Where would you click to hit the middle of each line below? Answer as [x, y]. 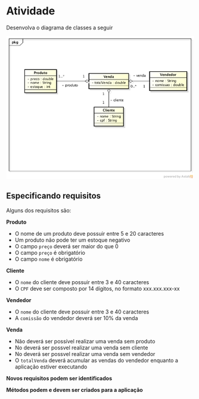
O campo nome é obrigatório [49, 259]
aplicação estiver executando [51, 367]
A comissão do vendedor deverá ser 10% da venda [76, 318]
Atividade [31, 11]
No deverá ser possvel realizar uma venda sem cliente [81, 348]
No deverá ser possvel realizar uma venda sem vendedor [85, 354]
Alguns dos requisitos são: [39, 210]
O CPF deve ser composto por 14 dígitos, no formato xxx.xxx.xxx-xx [97, 288]
